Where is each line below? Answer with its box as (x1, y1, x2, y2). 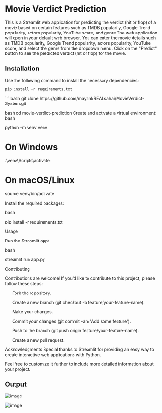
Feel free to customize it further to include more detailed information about (5, 361, 154, 367)
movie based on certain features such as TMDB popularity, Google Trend (5, 24, 151, 30)
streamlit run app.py (5, 257, 45, 262)
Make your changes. (12, 309, 53, 314)
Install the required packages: (5, 200, 64, 206)
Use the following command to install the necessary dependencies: (5, 77, 139, 83)
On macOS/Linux (5, 174, 75, 186)
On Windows (5, 141, 58, 153)
